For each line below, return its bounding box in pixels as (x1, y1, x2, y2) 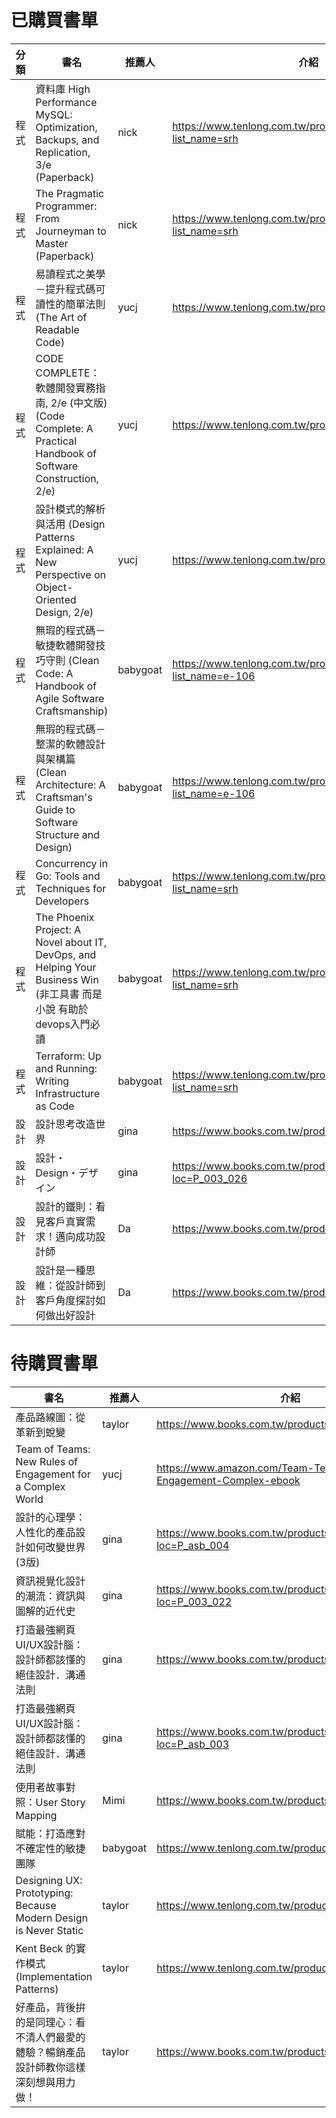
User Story (35, 1795, 87, 1809)
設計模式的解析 (35, 502, 107, 516)
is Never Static (15, 1923, 84, 1937)
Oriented (35, 592, 77, 606)
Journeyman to (35, 224, 107, 238)
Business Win (35, 972, 100, 986)
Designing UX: (15, 1873, 83, 1887)
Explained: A (35, 542, 95, 556)
